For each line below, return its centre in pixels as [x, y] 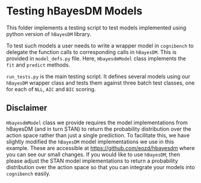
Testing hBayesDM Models [74, 11]
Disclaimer [27, 108]
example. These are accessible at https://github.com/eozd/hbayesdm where [100, 148]
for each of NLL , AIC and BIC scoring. [51, 89]
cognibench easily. [28, 173]
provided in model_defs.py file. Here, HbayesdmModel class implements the [96, 58]
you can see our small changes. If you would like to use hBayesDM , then [93, 154]
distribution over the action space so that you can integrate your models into [100, 167]
